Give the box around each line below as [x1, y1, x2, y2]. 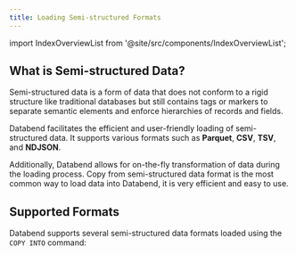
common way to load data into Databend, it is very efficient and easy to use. [9, 178, 289, 189]
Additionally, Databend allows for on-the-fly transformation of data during [9, 160, 281, 170]
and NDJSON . [9, 142, 62, 152]
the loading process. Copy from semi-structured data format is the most [9, 169, 275, 179]
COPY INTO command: [9, 237, 87, 248]
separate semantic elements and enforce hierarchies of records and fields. [9, 106, 284, 117]
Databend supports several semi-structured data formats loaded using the [9, 228, 283, 239]
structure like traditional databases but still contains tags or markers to [9, 96, 268, 107]
